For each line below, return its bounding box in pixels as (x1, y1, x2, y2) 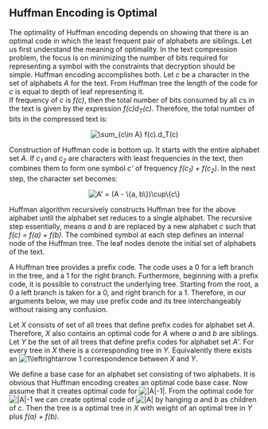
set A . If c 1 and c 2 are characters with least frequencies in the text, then (9, 153, 243, 165)
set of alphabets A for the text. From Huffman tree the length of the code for (9, 78, 258, 88)
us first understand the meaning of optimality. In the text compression (9, 44, 238, 54)
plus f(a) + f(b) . (9, 411, 60, 421)
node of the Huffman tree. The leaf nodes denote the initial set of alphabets (9, 239, 257, 248)
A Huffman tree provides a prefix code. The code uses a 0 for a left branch (9, 263, 254, 272)
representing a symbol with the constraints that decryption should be (9, 61, 235, 71)
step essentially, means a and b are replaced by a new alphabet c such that (9, 222, 257, 232)
